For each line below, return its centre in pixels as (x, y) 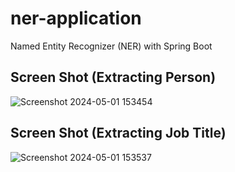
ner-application (76, 18)
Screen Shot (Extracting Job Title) (118, 133)
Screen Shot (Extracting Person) (113, 77)
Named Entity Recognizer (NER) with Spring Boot (111, 46)
